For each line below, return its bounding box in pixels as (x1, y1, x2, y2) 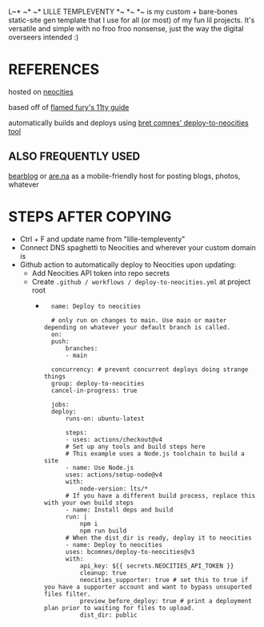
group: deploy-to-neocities (50, 379, 145, 387)
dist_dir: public (79, 611, 138, 619)
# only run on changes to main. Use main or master (50, 316, 227, 324)
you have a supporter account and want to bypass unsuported (43, 583, 252, 591)
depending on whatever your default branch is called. (43, 323, 230, 331)
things (43, 372, 66, 380)
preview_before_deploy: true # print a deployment (79, 597, 252, 605)
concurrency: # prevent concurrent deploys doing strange (50, 365, 249, 374)
